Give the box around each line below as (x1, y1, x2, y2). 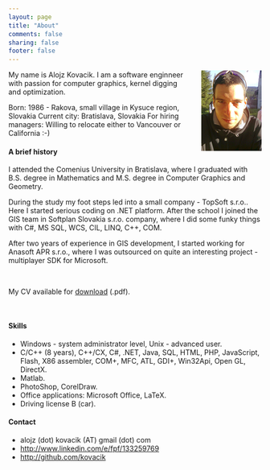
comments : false (8, 30, 63, 38)
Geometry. (8, 182, 43, 192)
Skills (8, 320, 27, 330)
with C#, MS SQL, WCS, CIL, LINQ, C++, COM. (8, 223, 162, 233)
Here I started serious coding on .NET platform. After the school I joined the (8, 206, 259, 216)
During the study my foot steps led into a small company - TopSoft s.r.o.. (8, 197, 249, 207)
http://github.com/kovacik (19, 451, 106, 462)
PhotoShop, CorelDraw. (19, 381, 98, 391)
